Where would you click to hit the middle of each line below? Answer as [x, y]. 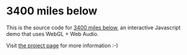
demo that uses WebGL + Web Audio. [53, 33]
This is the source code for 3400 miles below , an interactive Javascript [93, 27]
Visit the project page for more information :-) [62, 45]
